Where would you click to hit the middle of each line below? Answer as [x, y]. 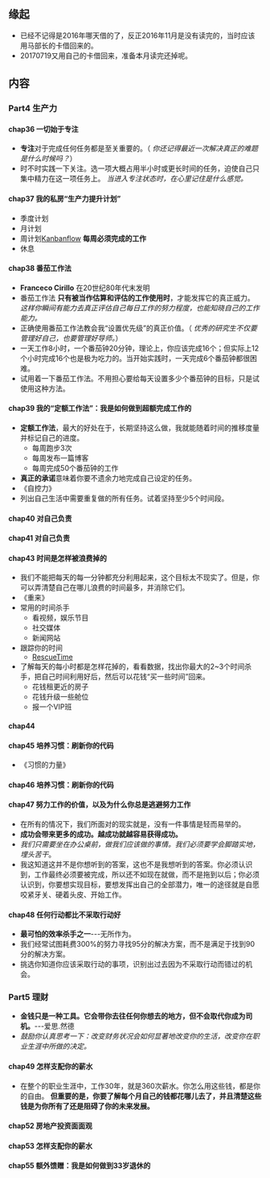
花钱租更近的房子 [60, 686]
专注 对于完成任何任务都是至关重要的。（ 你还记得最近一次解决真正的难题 [139, 148]
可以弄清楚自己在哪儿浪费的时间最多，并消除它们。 [104, 587]
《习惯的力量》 [45, 765]
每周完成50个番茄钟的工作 [75, 468]
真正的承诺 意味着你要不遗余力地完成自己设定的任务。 [108, 478]
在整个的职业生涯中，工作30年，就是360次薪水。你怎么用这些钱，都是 [137, 1085]
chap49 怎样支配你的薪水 [51, 1067]
